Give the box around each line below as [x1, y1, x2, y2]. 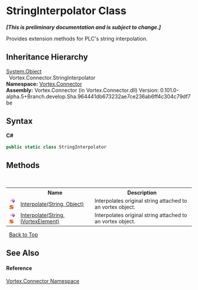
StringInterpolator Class [6, 4, 127, 18]
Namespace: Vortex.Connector [6, 80, 82, 87]
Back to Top [8, 231, 38, 238]
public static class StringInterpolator [6, 144, 107, 150]
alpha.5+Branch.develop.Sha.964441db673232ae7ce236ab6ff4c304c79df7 [6, 93, 191, 100]
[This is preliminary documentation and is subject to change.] [6, 24, 161, 31]
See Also [6, 248, 39, 258]
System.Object [6, 68, 42, 75]
